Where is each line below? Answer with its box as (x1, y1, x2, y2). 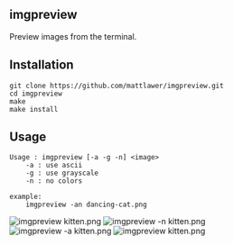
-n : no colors (25, 177, 83, 186)
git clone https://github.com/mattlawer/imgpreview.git (9, 81, 224, 90)
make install (9, 104, 59, 113)
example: (9, 193, 42, 202)
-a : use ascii (25, 161, 83, 170)
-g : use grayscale (25, 168, 99, 178)
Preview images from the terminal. (9, 31, 137, 41)
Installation (9, 58, 74, 73)
